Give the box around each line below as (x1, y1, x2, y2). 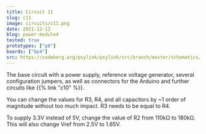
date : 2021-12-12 (6, 26, 51, 32)
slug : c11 (6, 15, 32, 21)
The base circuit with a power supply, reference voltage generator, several (6, 71, 194, 78)
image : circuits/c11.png (6, 20, 70, 26)
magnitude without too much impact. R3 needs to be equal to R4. (6, 102, 170, 110)
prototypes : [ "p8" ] (6, 43, 56, 49)
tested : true (6, 37, 40, 43)
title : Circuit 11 (6, 9, 53, 15)
